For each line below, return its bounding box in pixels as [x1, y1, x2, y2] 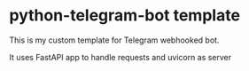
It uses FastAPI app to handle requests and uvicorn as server [9, 51, 232, 62]
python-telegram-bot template [9, 5, 241, 26]
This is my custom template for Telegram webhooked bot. [9, 35, 220, 45]
